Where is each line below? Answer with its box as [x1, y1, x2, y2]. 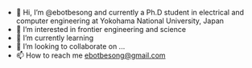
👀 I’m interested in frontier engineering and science [15, 25, 187, 34]
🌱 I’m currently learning [15, 33, 94, 42]
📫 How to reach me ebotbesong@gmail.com [15, 50, 167, 60]
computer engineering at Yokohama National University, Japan [15, 16, 224, 26]
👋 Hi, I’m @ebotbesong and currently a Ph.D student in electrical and [15, 8, 244, 17]
